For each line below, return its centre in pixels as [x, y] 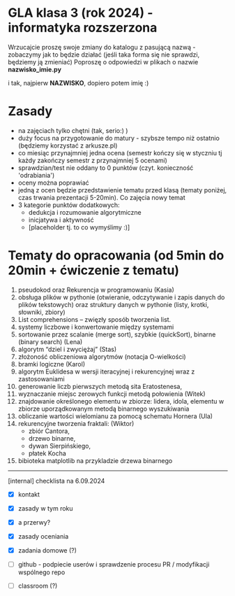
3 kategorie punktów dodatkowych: [69, 205]
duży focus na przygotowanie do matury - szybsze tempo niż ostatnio [119, 138]
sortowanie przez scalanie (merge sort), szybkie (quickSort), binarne [117, 334]
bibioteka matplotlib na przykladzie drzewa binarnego [95, 460]
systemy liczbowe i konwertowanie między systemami [96, 327]
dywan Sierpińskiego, [60, 446]
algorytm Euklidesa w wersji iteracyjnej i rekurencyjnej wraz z [106, 371]
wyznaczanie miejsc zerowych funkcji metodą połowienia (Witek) [112, 394]
